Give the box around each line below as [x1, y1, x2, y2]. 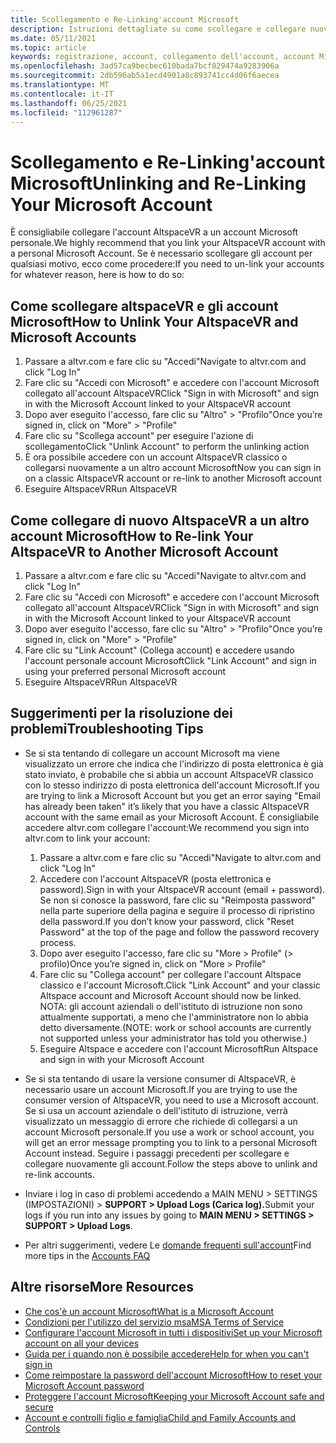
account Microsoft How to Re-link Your [10, 527, 254, 545]
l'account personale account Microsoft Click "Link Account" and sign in [24, 654, 317, 666]
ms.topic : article [10, 42, 87, 53]
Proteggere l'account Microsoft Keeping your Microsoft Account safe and [24, 1390, 325, 1402]
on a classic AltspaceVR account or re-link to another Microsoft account [24, 472, 322, 485]
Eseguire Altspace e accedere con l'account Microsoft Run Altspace [39, 1042, 319, 1055]
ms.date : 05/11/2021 [10, 33, 97, 43]
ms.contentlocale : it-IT [10, 89, 114, 99]
